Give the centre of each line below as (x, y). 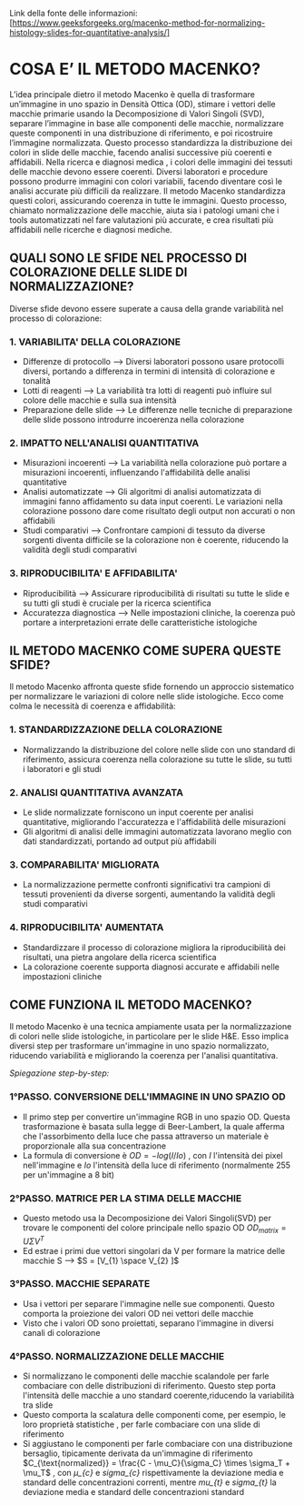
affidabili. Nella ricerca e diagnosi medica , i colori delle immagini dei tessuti (151, 162)
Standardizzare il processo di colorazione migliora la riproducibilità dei (154, 947)
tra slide (38, 1405)
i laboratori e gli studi (62, 768)
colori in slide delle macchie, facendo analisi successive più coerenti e (141, 152)
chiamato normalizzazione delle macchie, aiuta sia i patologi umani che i (144, 210)
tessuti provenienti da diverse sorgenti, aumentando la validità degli (149, 894)
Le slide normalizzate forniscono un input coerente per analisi (138, 812)
